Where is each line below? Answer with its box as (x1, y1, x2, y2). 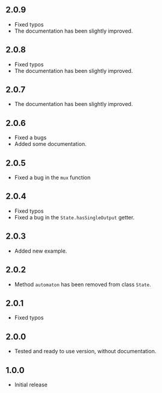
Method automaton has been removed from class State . (14, 280, 151, 288)
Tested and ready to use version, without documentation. (14, 348, 157, 355)
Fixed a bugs (14, 134, 47, 141)
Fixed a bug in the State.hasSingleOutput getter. (14, 213, 135, 221)
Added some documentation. (14, 140, 87, 148)
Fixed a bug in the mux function (14, 174, 91, 181)
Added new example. (14, 247, 67, 254)
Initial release (14, 381, 48, 388)
